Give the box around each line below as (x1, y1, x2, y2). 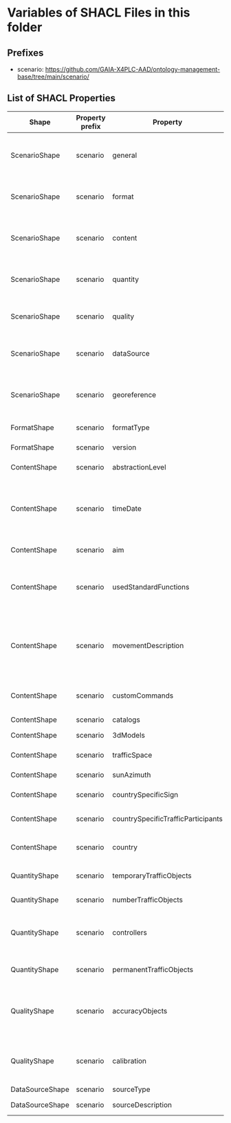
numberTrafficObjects (112, 895, 184, 904)
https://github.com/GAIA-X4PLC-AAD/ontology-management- (45, 65, 221, 73)
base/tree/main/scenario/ (16, 72, 89, 81)
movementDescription (112, 640, 184, 650)
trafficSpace (112, 750, 153, 760)
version (112, 443, 137, 452)
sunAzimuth (112, 770, 151, 780)
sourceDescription (112, 1100, 173, 1109)
